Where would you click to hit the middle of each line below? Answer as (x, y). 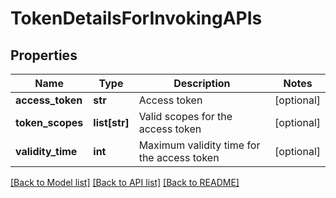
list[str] (111, 122)
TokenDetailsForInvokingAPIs (136, 18)
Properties (44, 55)
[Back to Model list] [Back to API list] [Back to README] (125, 182)
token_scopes (49, 122)
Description (202, 83)
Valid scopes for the (185, 116)
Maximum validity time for (199, 145)
